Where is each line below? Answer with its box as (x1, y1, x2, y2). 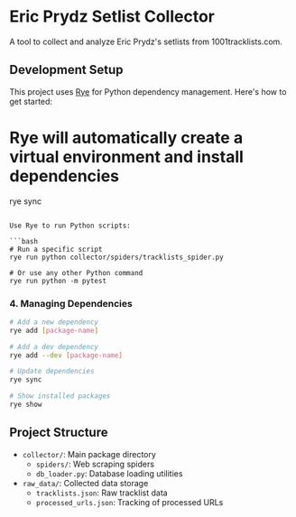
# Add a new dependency (9, 318, 99, 327)
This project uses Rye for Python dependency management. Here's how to (9, 86, 287, 97)
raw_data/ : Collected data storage (22, 477, 149, 488)
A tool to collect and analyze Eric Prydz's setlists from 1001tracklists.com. (9, 36, 282, 47)
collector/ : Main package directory (22, 448, 156, 459)
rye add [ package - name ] (9, 326, 99, 335)
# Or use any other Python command (9, 268, 143, 277)
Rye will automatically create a (9, 127, 244, 148)
